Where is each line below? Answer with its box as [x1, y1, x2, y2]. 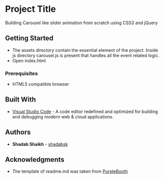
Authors [5, 128, 31, 137]
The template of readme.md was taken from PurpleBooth [12, 169, 128, 175]
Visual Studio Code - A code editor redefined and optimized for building [12, 108, 159, 114]
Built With [5, 95, 36, 104]
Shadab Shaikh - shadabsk [12, 141, 68, 147]
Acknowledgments [5, 155, 65, 164]
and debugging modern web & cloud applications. [12, 113, 114, 119]
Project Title [5, 3, 56, 15]
